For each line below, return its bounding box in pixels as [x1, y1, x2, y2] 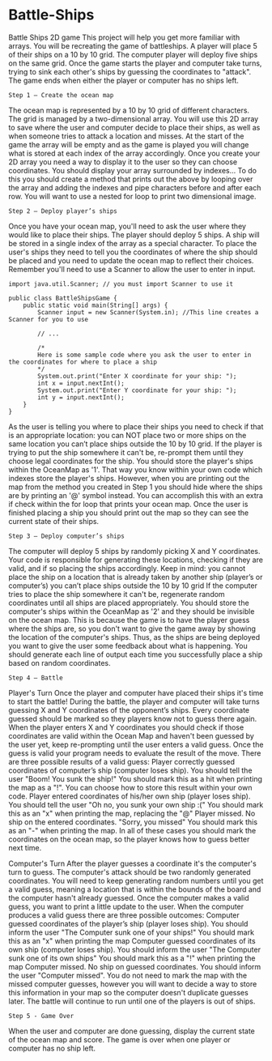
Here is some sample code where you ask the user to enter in [37, 351, 252, 359]
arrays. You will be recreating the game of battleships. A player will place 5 [8, 40, 257, 50]
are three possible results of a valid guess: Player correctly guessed [8, 756, 236, 766]
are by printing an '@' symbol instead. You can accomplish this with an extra [8, 490, 263, 500]
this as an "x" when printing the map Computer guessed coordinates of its [8, 935, 257, 945]
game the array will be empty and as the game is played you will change [8, 139, 249, 149]
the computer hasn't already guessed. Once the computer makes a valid [8, 893, 249, 902]
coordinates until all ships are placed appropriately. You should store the [8, 598, 249, 607]
